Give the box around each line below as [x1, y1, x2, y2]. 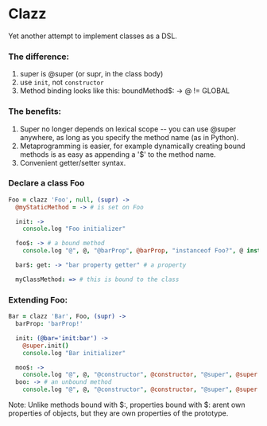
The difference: [8, 51, 70, 62]
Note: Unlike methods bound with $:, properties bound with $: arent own [8, 400, 246, 409]
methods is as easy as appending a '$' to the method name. [19, 149, 216, 159]
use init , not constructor [19, 77, 105, 88]
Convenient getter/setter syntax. [19, 158, 126, 167]
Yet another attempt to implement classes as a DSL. [8, 31, 177, 41]
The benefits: [8, 106, 62, 117]
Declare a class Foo [8, 178, 85, 189]
